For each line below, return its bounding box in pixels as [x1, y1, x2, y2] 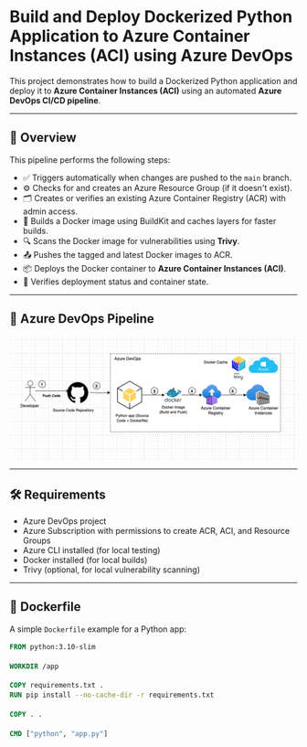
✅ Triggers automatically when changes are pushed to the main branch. [22, 172, 292, 183]
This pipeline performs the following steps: [9, 154, 171, 165]
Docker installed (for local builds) [22, 554, 148, 565]
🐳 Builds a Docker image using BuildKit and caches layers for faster [22, 215, 277, 226]
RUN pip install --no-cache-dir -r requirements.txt [9, 690, 215, 700]
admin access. [22, 206, 78, 217]
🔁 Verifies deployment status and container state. [22, 276, 209, 287]
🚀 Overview [9, 130, 77, 145]
